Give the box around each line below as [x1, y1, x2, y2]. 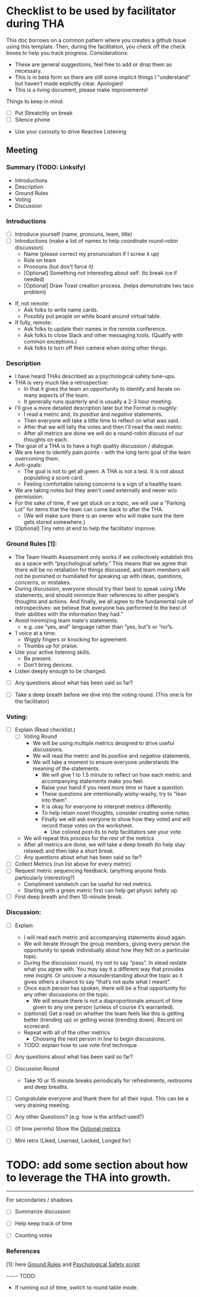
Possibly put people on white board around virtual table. [23, 313, 162, 320]
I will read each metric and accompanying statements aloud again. [23, 934, 186, 941]
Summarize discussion [14, 1208, 71, 1215]
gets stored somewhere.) [23, 518, 86, 526]
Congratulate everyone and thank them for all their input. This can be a [14, 1095, 189, 1102]
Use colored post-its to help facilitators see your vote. [50, 828, 183, 836]
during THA [6, 17, 65, 30]
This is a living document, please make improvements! [14, 86, 148, 93]
